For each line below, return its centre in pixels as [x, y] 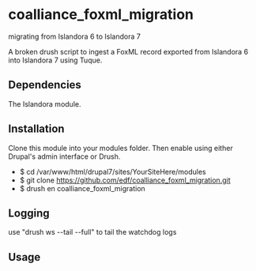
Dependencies [45, 85]
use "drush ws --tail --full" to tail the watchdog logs [92, 232]
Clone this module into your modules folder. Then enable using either [120, 148]
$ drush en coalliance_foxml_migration [83, 188]
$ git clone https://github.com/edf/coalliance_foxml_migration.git [125, 180]
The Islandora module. [45, 104]
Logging [29, 213]
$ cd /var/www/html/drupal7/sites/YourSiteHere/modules [113, 171]
